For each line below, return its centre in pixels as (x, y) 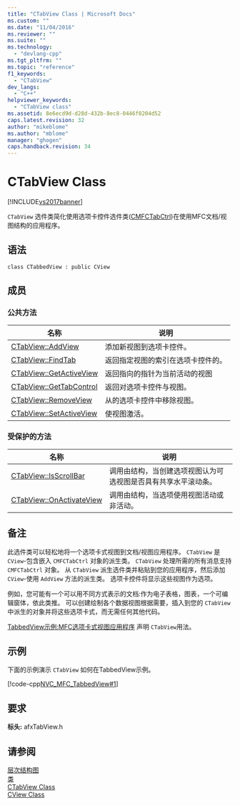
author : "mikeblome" (38, 127)
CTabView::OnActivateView (56, 500)
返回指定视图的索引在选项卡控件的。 (166, 360)
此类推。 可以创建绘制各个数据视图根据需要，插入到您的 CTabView (134, 602)
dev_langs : (24, 87)
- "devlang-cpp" (38, 54)
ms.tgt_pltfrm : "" (35, 61)
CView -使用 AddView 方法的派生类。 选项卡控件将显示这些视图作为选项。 (112, 578)
